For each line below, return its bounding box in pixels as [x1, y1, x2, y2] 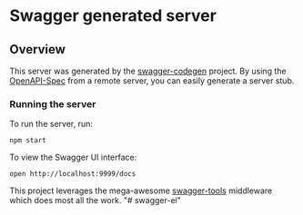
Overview [9, 42, 66, 57]
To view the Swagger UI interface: [9, 151, 137, 163]
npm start [9, 136, 47, 145]
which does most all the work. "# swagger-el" [9, 195, 182, 206]
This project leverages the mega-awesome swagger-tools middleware [9, 185, 273, 196]
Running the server [9, 97, 96, 110]
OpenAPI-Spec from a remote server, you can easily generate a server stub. [9, 75, 295, 86]
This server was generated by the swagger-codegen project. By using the [9, 65, 287, 76]
